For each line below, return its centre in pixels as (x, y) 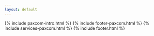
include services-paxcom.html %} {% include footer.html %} (65, 28)
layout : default (21, 9)
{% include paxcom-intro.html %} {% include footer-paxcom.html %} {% (77, 23)
